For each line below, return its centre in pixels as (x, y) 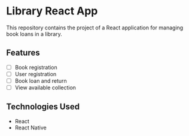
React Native (31, 128)
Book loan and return (41, 81)
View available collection (45, 87)
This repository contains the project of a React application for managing (95, 28)
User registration (36, 74)
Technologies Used (43, 107)
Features (23, 53)
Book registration (36, 67)
